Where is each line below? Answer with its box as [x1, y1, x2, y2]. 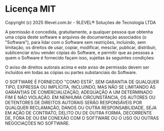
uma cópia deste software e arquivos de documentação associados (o [5, 34, 146, 40]
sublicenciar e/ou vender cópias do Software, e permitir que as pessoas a [5, 50, 154, 56]
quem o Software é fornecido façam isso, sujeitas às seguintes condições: [5, 55, 155, 60]
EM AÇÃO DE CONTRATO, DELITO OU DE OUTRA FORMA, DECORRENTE [5, 110, 152, 115]
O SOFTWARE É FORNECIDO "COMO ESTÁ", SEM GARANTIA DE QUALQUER [5, 79, 159, 85]
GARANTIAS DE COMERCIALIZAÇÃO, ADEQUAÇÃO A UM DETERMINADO [5, 89, 153, 95]
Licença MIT [5, 3, 56, 15]
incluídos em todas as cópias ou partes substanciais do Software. [5, 69, 138, 75]
